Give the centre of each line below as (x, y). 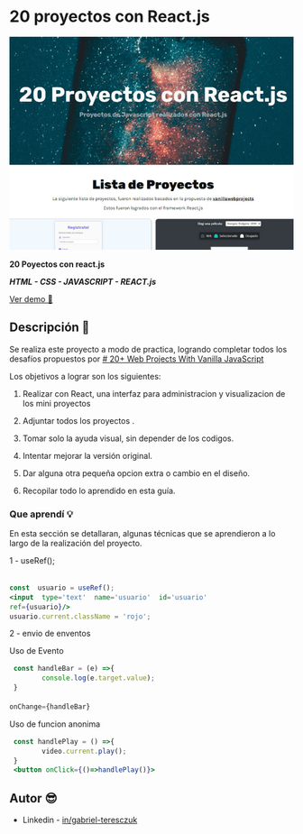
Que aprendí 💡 (41, 514)
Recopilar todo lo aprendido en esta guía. (99, 490)
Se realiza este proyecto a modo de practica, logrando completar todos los (148, 349)
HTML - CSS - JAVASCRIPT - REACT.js (83, 281)
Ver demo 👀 (31, 298)
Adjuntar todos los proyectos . (78, 420)
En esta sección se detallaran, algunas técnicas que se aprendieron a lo (142, 534)
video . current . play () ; (84, 751)
